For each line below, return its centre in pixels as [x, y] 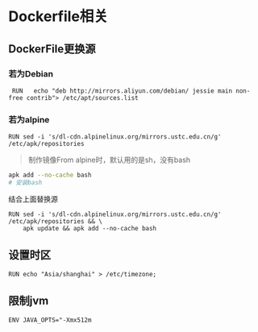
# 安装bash [25, 183]
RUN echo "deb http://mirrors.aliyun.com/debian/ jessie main [122, 91]
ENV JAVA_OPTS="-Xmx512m [50, 320]
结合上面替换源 [33, 199]
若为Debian [31, 73]
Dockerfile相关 [58, 17]
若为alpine [29, 119]
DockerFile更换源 [52, 49]
